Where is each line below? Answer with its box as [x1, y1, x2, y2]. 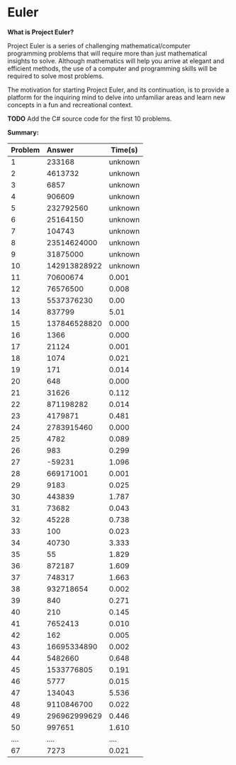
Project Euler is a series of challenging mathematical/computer [7, 41, 191, 50]
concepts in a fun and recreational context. [7, 100, 133, 109]
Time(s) [111, 145, 138, 155]
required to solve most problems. [7, 72, 104, 80]
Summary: [7, 128, 39, 136]
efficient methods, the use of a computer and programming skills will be [7, 64, 218, 72]
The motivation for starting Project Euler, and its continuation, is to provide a [7, 85, 230, 94]
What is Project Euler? [7, 28, 74, 36]
